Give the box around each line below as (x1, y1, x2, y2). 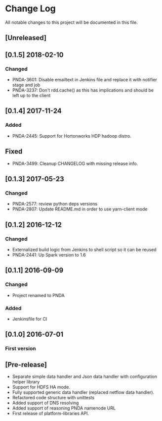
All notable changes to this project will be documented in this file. (5, 19, 138, 25)
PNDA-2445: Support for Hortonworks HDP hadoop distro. (12, 133, 132, 139)
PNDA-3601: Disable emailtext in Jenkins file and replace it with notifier (12, 77, 157, 83)
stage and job (12, 82, 40, 88)
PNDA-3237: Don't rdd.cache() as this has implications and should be (12, 87, 154, 93)
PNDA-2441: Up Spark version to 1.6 (12, 252, 86, 258)
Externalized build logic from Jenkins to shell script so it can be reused (12, 246, 157, 253)
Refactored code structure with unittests (12, 395, 95, 400)
